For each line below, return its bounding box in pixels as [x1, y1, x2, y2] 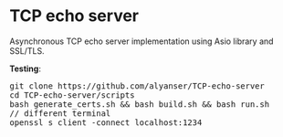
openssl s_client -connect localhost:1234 [9, 117, 203, 128]
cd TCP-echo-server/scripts [9, 90, 135, 100]
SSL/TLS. [9, 45, 45, 56]
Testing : [9, 63, 41, 74]
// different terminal [9, 108, 111, 119]
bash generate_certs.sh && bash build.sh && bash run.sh [9, 99, 270, 110]
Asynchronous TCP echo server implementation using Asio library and [9, 36, 274, 47]
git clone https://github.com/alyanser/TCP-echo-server [9, 80, 265, 91]
